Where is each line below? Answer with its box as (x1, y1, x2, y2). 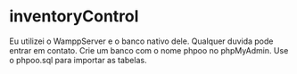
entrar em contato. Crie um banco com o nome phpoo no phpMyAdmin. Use (9, 45, 289, 55)
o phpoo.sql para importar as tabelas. (9, 54, 147, 65)
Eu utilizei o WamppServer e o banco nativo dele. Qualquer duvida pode (9, 36, 274, 46)
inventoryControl (9, 6, 139, 27)
